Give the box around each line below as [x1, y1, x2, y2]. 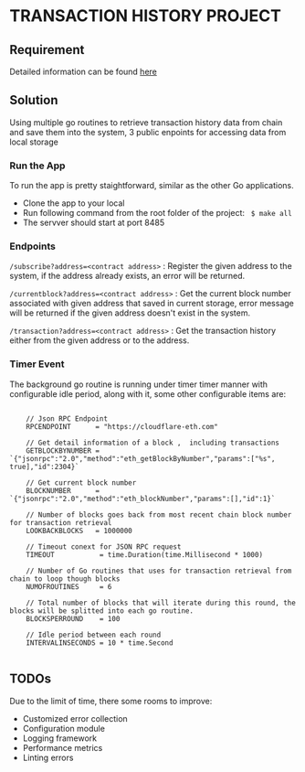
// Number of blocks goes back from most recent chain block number [26, 509, 292, 520]
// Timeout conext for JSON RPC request [26, 541, 182, 552]
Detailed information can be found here [9, 66, 157, 77]
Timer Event [9, 358, 65, 370]
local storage [9, 136, 59, 147]
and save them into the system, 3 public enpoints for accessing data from [9, 126, 287, 137]
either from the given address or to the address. [9, 335, 190, 346]
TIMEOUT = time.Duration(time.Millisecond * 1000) [26, 550, 263, 559]
